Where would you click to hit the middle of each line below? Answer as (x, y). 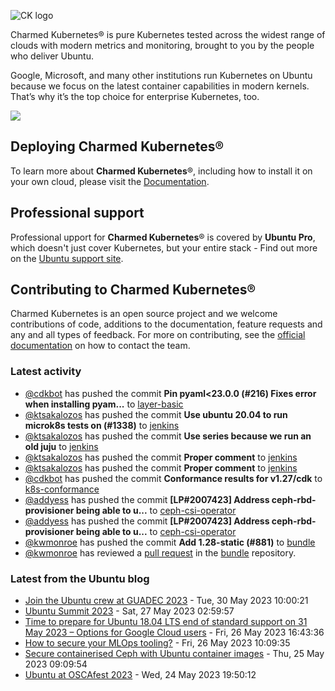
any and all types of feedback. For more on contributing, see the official (158, 335)
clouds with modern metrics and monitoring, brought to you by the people (162, 45)
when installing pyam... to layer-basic (104, 404)
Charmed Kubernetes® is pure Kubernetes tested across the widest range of (168, 34)
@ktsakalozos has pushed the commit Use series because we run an (168, 436)
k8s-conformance (62, 489)
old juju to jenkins (61, 446)
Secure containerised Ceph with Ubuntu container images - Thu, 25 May (174, 654)
